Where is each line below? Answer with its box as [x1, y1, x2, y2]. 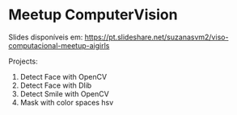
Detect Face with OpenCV [19, 72, 108, 81]
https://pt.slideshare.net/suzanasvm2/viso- [84, 32, 229, 42]
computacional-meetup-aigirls [8, 40, 110, 50]
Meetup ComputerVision [8, 6, 178, 24]
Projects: [8, 56, 38, 66]
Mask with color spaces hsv [19, 97, 114, 107]
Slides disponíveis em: [8, 32, 83, 42]
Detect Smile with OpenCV [19, 88, 109, 98]
